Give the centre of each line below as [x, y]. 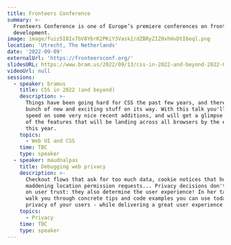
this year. [41, 128]
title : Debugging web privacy [63, 166]
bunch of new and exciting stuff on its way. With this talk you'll [125, 109]
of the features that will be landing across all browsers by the [122, 122]
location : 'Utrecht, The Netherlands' [63, 45]
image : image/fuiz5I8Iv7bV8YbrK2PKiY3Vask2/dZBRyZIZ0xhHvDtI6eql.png [109, 39]
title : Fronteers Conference [49, 13]
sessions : [21, 77]
